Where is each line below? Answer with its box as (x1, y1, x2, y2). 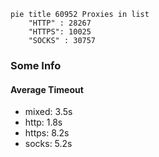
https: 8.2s (24, 127, 70, 139)
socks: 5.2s (24, 138, 73, 150)
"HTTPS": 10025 (28, 27, 92, 37)
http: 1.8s (24, 116, 63, 129)
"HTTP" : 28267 (28, 18, 92, 28)
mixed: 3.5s (24, 106, 73, 118)
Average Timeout (10, 83, 84, 95)
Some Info (10, 58, 62, 72)
